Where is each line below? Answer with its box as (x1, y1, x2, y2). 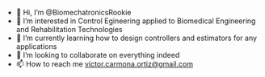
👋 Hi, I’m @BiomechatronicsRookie (15, 8, 132, 17)
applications (15, 42, 57, 51)
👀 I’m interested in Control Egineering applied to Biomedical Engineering (15, 16, 256, 26)
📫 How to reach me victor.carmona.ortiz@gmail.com (15, 59, 194, 68)
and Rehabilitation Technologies (15, 25, 123, 34)
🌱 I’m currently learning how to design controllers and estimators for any (15, 33, 257, 43)
